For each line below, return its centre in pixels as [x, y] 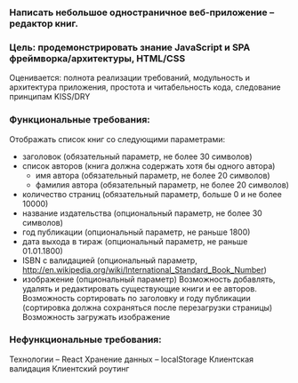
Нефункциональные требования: [85, 339]
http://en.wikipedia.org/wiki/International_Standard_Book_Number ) [144, 269]
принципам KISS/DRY [50, 97]
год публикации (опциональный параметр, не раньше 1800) [136, 232]
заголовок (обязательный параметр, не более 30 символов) [137, 156]
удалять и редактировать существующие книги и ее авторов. [140, 288]
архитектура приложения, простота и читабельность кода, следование [145, 87]
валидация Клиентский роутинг [69, 368]
